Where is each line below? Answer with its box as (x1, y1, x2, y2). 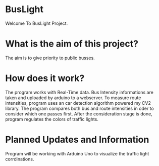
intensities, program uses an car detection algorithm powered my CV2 (5, 100, 151, 106)
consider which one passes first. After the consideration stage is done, (5, 110, 152, 117)
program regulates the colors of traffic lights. (5, 116, 98, 122)
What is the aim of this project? (5, 38, 139, 50)
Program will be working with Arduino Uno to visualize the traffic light (5, 150, 149, 156)
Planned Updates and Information (5, 134, 149, 145)
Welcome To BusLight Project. (5, 20, 68, 26)
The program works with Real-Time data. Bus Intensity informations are (5, 89, 154, 95)
